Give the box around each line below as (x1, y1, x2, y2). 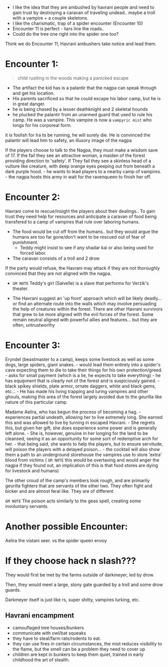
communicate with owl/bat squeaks (12, 630, 86, 636)
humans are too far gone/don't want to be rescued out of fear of (12, 234, 145, 240)
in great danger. (12, 101, 46, 107)
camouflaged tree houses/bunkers (12, 624, 84, 631)
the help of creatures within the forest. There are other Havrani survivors (12, 306, 163, 312)
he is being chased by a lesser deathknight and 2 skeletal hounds (12, 106, 148, 112)
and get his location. (12, 90, 55, 96)
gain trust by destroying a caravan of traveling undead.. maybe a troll (12, 10, 155, 16)
